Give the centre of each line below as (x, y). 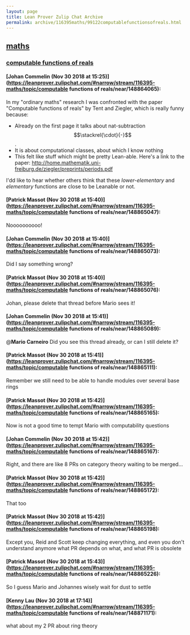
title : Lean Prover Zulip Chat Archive (55, 17)
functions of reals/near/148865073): (115, 251)
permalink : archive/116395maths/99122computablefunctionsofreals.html (94, 22)
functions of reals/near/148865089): (115, 329)
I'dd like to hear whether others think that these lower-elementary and (90, 180)
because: (17, 114)
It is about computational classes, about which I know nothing (89, 150)
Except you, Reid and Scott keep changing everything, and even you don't (95, 542)
